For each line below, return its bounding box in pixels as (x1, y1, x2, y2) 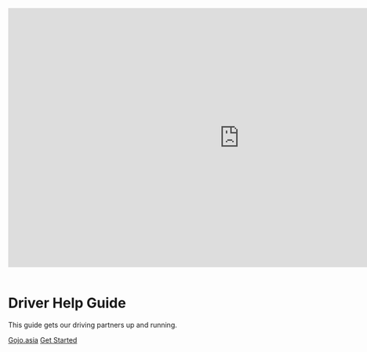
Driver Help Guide (8, 294, 127, 312)
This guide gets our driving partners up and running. (8, 320, 178, 329)
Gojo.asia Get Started (8, 335, 78, 344)
